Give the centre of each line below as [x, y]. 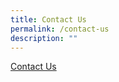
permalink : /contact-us [60, 29]
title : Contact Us [48, 19]
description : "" [44, 38]
